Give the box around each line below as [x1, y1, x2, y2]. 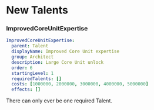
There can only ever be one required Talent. [6, 97, 113, 104]
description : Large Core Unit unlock [11, 59, 104, 65]
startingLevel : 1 [11, 70, 54, 76]
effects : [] [11, 87, 41, 92]
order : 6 [11, 65, 33, 71]
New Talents [6, 4, 69, 17]
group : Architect [11, 54, 54, 60]
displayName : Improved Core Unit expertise [11, 49, 119, 54]
